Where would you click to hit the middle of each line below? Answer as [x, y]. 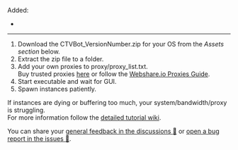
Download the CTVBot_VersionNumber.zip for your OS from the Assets [121, 44]
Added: [18, 10]
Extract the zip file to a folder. [61, 59]
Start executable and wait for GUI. [67, 81]
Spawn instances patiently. [57, 89]
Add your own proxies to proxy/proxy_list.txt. [83, 67]
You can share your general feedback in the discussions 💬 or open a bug [113, 131]
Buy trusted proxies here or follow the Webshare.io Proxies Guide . [114, 74]
